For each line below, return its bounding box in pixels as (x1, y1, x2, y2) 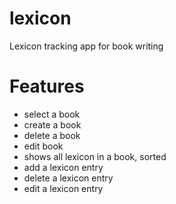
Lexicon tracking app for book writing (9, 40, 164, 52)
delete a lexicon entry (23, 172, 114, 184)
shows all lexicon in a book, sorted (23, 150, 167, 162)
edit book (23, 140, 64, 152)
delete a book (23, 129, 81, 141)
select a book (23, 108, 81, 120)
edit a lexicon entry (23, 182, 104, 194)
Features (9, 75, 85, 98)
